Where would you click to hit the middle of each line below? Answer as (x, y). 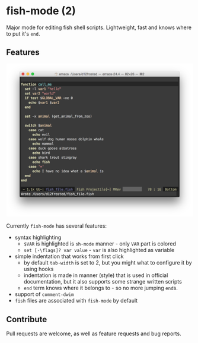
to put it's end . (23, 33)
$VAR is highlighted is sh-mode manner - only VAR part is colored (100, 244)
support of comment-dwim (44, 294)
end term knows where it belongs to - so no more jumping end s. (100, 288)
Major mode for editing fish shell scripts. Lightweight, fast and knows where (99, 27)
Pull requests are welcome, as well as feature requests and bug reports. (94, 333)
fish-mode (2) (41, 11)
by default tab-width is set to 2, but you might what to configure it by (108, 263)
